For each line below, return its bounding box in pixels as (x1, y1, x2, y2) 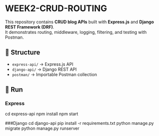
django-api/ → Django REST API (12, 66, 77, 72)
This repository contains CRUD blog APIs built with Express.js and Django (5, 19, 154, 25)
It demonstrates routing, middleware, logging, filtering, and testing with (5, 29, 147, 35)
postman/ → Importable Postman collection (12, 71, 97, 77)
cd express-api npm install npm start (5, 111, 79, 117)
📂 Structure (5, 48, 40, 57)
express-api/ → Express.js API (12, 61, 74, 67)
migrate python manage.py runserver (5, 125, 79, 131)
